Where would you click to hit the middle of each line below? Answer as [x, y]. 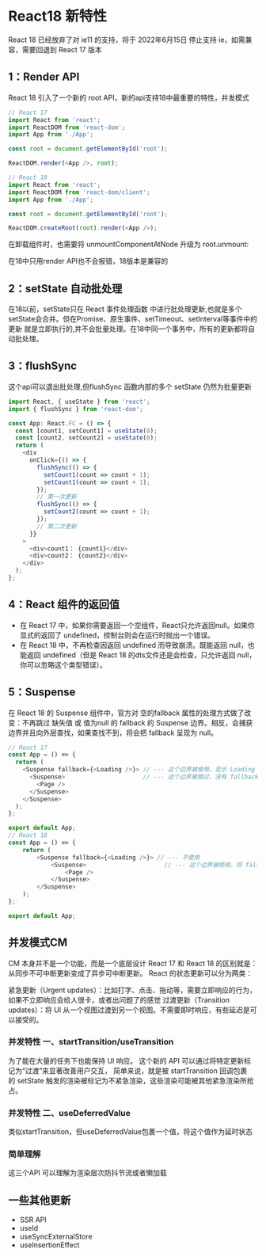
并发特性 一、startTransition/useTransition [91, 1042]
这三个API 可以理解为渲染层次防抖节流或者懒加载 [88, 1173]
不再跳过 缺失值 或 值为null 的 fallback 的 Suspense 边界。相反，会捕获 [137, 722]
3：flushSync [43, 366]
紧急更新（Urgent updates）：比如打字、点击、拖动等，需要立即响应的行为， [133, 990]
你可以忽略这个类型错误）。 [63, 664]
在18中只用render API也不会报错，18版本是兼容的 [88, 261]
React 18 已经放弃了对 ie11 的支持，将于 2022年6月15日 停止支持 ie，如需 [127, 40]
